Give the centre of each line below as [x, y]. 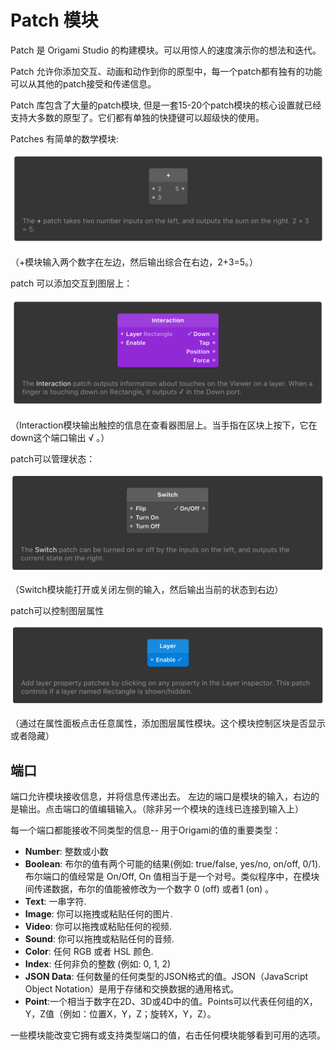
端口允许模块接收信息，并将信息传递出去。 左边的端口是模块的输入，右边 [160, 797]
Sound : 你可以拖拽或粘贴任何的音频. [99, 939]
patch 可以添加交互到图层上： [71, 283]
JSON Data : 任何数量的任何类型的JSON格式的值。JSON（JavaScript [166, 977]
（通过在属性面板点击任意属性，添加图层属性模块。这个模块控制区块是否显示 [168, 723]
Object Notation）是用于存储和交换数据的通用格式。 [132, 989]
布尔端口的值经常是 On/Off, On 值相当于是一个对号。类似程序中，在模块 [172, 877]
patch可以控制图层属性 [57, 610]
